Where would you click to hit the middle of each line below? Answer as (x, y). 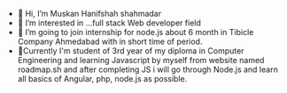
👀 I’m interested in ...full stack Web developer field (109, 23)
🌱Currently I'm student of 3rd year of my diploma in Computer (131, 51)
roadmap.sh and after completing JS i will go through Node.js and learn (148, 69)
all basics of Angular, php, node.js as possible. (102, 79)
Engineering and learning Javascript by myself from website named (141, 60)
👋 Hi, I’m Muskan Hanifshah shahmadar (89, 14)
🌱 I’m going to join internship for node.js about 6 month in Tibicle (136, 32)
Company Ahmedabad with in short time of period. (110, 41)
